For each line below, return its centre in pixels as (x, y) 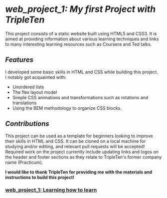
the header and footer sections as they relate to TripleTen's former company (83, 157)
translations (24, 103)
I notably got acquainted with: (36, 77)
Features (19, 60)
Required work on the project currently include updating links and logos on (82, 152)
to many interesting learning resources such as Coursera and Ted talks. (79, 44)
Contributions (27, 124)
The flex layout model (35, 92)
